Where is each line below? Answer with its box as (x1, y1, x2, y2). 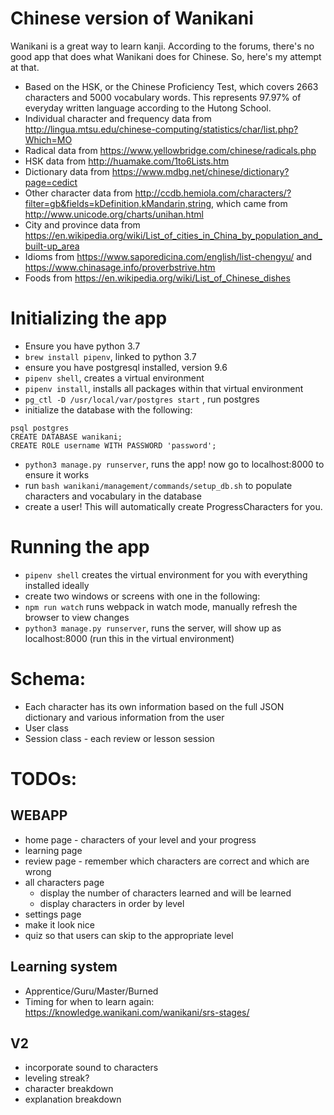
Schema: (10, 668, 87, 690)
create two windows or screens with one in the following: (24, 590, 261, 602)
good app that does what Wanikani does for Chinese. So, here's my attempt (10, 50, 322, 62)
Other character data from (24, 187, 133, 199)
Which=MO (24, 133, 73, 146)
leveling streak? (24, 1072, 90, 1084)
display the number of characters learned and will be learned (39, 887, 292, 899)
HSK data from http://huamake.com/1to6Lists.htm (24, 155, 230, 167)
